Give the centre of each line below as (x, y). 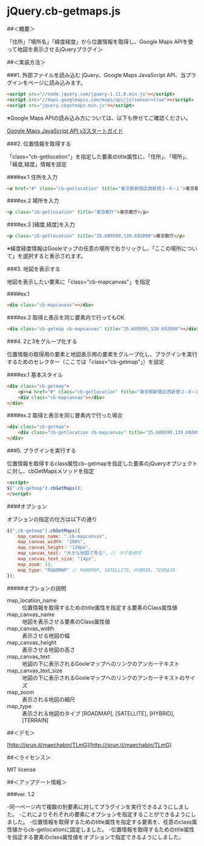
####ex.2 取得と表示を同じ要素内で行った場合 (65, 415)
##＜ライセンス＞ (29, 757)
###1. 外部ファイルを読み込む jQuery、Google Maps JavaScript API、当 (97, 75)
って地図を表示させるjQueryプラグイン (55, 49)
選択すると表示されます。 (54, 256)
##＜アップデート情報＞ (37, 782)
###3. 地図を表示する (34, 269)
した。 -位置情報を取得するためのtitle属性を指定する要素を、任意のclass (102, 822)
